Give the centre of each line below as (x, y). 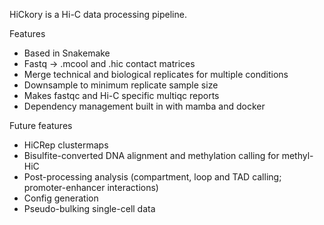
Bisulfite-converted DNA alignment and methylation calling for (151, 155)
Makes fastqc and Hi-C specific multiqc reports (121, 95)
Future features (41, 125)
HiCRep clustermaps (66, 145)
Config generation (61, 198)
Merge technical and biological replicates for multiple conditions (156, 74)
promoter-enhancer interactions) (91, 187)
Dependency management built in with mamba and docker (144, 106)
